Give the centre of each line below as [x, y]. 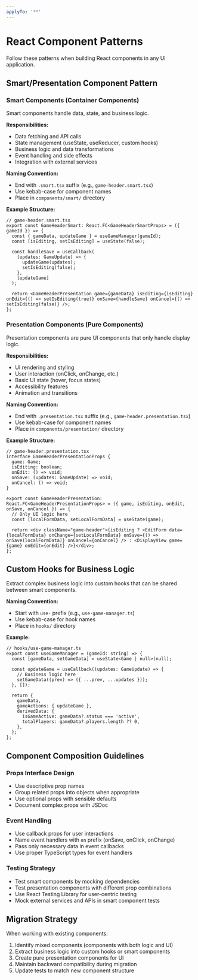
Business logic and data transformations [64, 149]
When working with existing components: [57, 934]
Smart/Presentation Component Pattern [82, 83]
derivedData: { [36, 711]
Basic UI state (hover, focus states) [58, 380]
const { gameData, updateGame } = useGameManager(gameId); [86, 236]
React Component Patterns [75, 41]
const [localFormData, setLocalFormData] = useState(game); [88, 519]
